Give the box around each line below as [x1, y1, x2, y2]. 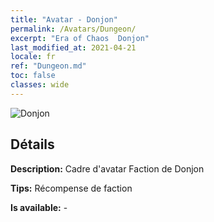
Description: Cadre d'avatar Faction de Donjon [10, 162, 205, 175]
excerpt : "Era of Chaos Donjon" [10, 33, 150, 43]
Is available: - [10, 201, 68, 213]
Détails [10, 136, 55, 153]
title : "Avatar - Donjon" [10, 14, 118, 25]
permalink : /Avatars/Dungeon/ [10, 24, 137, 34]
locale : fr [10, 52, 56, 62]
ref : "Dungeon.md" [10, 61, 87, 71]
